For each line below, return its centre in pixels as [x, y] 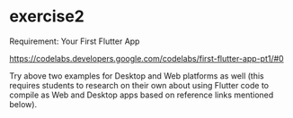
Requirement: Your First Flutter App [75, 41]
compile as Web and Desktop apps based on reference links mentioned [142, 95]
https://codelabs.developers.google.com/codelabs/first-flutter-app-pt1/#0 [147, 58]
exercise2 [47, 17]
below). [23, 104]
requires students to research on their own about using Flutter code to [139, 85]
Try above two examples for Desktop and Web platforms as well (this [137, 76]
